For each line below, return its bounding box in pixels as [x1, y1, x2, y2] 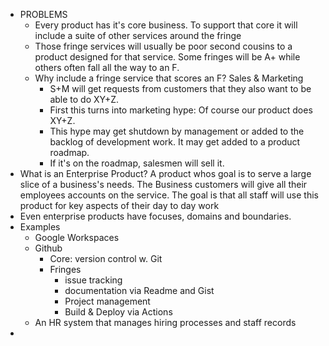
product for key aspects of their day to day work [19, 200, 220, 211]
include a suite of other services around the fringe [34, 30, 242, 41]
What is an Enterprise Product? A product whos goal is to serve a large [19, 168, 312, 179]
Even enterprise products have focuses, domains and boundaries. [19, 210, 292, 222]
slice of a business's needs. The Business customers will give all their [19, 179, 308, 190]
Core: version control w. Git [49, 253, 163, 264]
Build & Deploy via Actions [64, 306, 173, 318]
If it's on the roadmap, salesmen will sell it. [49, 157, 225, 169]
